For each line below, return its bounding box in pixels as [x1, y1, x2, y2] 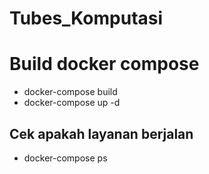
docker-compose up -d [23, 97, 121, 109]
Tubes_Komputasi [9, 7, 164, 30]
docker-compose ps [23, 152, 108, 164]
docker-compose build [23, 86, 118, 98]
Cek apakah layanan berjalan [9, 125, 194, 142]
